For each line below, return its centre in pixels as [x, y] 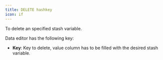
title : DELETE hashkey [29, 10]
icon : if [14, 14]
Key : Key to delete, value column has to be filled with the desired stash [85, 48]
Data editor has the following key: [39, 38]
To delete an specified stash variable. [44, 28]
